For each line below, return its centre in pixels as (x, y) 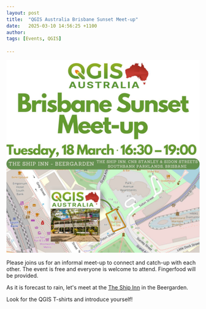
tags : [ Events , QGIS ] (34, 39)
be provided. (22, 276)
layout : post (23, 13)
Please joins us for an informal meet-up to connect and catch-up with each (101, 262)
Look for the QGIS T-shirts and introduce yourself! (70, 299)
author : (16, 32)
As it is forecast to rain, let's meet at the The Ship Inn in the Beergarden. (97, 287)
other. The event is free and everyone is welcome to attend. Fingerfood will (101, 269)
